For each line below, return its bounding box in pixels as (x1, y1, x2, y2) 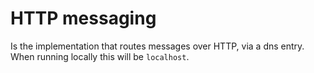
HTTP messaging (10, 7, 157, 30)
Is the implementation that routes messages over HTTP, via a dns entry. (10, 40, 305, 52)
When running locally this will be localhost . (10, 50, 190, 62)
